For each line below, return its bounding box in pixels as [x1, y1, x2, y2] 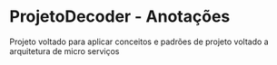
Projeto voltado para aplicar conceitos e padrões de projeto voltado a [9, 36, 270, 47]
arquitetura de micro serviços [9, 45, 120, 56]
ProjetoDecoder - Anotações [9, 6, 231, 27]
